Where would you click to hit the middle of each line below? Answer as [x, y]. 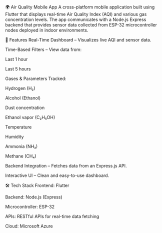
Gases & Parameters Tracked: [36, 78]
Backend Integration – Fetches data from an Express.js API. [66, 166]
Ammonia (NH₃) [21, 146]
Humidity [14, 137]
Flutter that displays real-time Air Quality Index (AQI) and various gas [76, 14]
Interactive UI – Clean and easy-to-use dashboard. [57, 175]
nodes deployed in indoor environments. [47, 30]
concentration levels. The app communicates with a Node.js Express [76, 19]
